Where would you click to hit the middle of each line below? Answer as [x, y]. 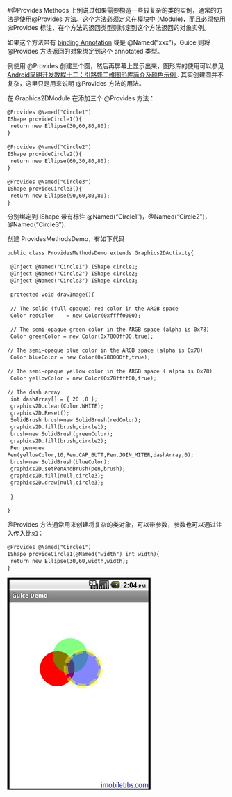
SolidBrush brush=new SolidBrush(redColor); [75, 420]
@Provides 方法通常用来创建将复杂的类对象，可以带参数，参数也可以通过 [112, 524]
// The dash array [34, 392]
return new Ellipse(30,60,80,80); [60, 126]
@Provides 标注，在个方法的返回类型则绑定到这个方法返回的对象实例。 [109, 28]
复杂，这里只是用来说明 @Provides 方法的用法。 [76, 83]
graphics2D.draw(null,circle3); [57, 483]
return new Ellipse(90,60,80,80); [60, 196]
